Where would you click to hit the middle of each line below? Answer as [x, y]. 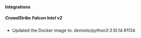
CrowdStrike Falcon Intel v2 [34, 18]
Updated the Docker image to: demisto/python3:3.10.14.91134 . [74, 30]
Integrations [18, 7]
